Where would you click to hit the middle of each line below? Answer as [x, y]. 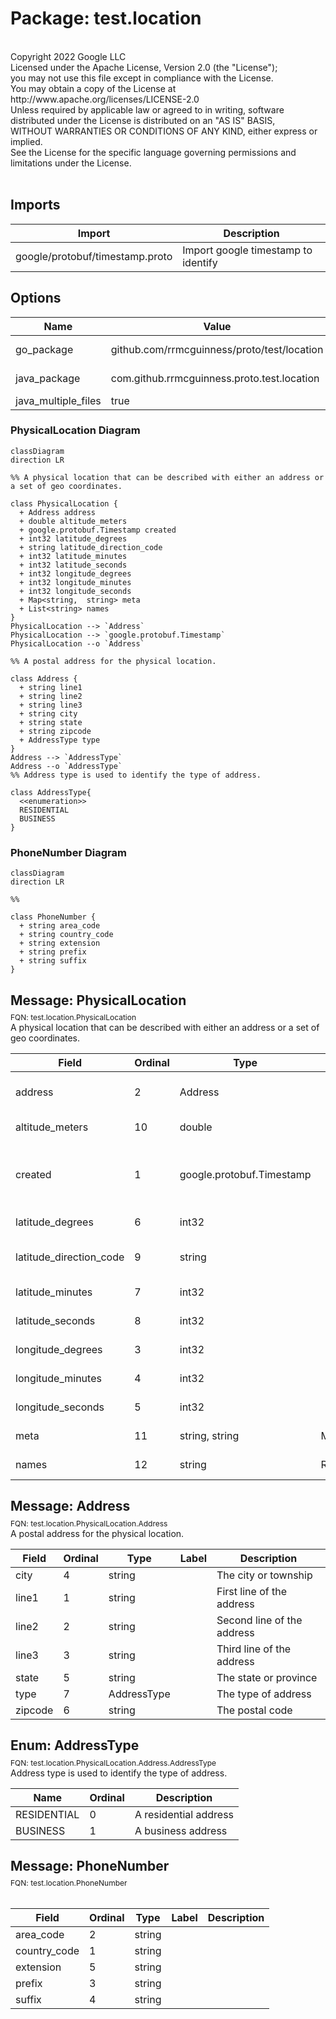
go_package [44, 349]
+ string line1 [51, 687]
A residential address [184, 1814]
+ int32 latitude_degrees [73, 538]
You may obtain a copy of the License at [93, 88]
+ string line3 [51, 705]
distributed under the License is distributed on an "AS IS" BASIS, [143, 120]
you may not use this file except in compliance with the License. [142, 78]
